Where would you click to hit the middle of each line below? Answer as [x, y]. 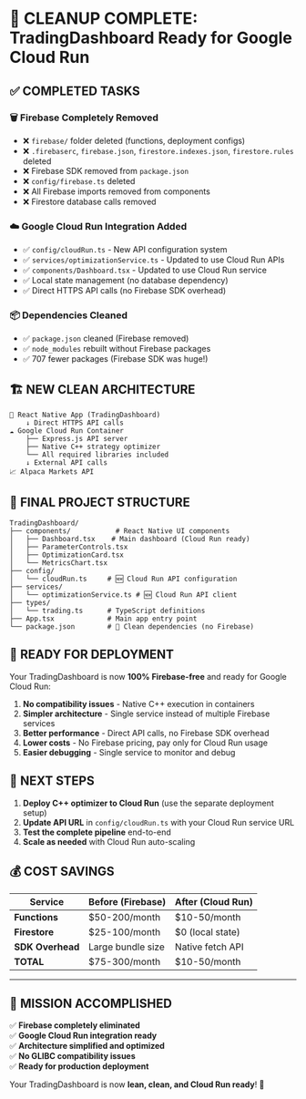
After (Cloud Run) [214, 901]
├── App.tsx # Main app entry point [103, 619]
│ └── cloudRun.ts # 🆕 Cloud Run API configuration [123, 579]
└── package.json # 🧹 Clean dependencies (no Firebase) [132, 627]
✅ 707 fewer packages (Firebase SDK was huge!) [115, 359]
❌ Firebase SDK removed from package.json [106, 170]
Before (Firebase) [127, 901]
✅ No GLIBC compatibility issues [73, 1056]
